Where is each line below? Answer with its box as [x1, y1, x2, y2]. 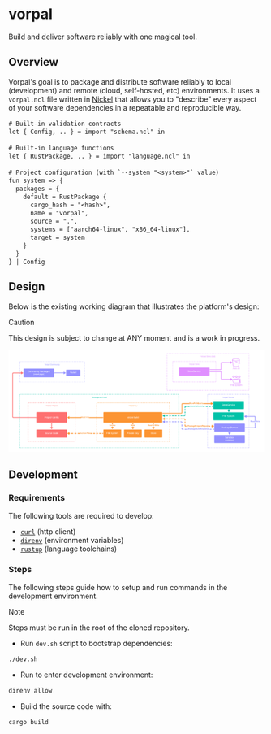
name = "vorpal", [29, 209, 89, 217]
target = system [29, 233, 85, 241]
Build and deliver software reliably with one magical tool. [8, 32, 197, 41]
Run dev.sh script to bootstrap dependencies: [19, 638, 173, 648]
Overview [8, 55, 59, 69]
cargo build [8, 718, 49, 726]
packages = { [15, 185, 60, 193]
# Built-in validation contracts [8, 119, 122, 128]
